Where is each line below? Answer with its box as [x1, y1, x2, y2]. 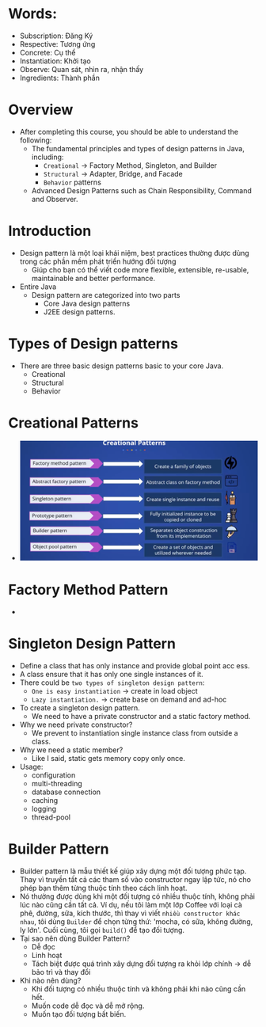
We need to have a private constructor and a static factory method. [31, 711, 251, 721]
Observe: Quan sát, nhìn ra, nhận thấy [19, 64, 144, 74]
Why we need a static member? [19, 745, 123, 755]
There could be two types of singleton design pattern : [19, 678, 205, 687]
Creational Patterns [8, 413, 139, 432]
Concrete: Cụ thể [19, 48, 76, 57]
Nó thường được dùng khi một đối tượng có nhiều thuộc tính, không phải [19, 892, 256, 901]
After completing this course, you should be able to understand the [19, 127, 239, 136]
